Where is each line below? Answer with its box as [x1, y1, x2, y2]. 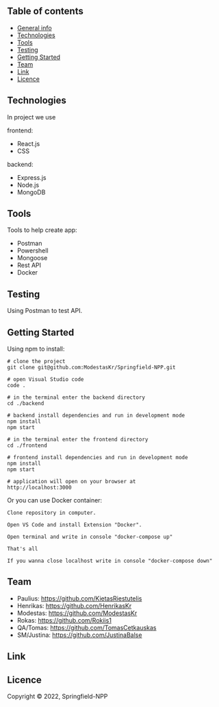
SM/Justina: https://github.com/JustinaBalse [16, 631, 142, 639]
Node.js [16, 181, 40, 189]
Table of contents [7, 5, 83, 17]
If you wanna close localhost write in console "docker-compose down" [7, 557, 213, 565]
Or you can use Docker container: [7, 496, 103, 505]
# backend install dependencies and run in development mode [7, 412, 185, 419]
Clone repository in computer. [7, 509, 96, 517]
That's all [7, 546, 38, 553]
